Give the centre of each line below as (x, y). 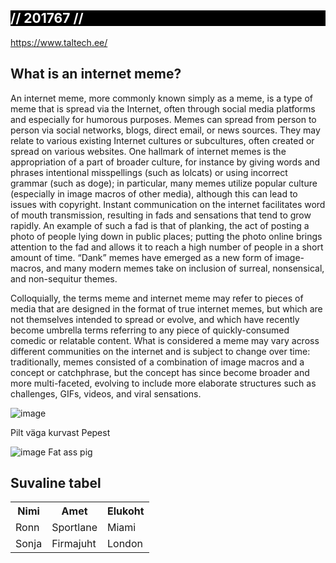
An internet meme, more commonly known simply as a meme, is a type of (161, 98)
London (124, 544)
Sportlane (74, 528)
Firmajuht (74, 544)
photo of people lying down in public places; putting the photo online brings (166, 236)
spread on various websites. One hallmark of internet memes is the (148, 151)
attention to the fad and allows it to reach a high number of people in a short (167, 247)
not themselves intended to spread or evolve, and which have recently (155, 319)
